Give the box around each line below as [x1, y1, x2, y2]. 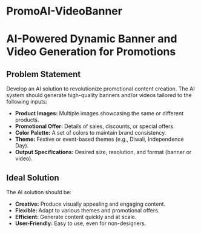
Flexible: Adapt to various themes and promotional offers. [15, 207, 160, 214]
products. [15, 116, 39, 124]
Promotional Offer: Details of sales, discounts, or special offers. [15, 123, 175, 130]
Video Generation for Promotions [6, 45, 176, 59]
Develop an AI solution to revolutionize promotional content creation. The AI [6, 85, 195, 92]
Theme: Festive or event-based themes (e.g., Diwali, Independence [15, 135, 184, 143]
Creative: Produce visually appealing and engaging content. [15, 200, 166, 208]
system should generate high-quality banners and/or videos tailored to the [6, 92, 192, 99]
